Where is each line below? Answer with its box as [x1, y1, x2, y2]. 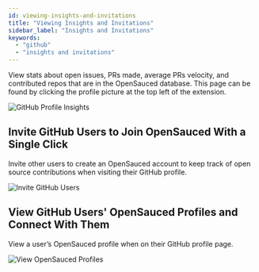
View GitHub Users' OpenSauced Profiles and [8, 205, 238, 219]
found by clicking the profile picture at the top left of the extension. [8, 87, 227, 96]
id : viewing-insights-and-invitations [8, 11, 136, 20]
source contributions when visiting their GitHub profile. [8, 167, 188, 177]
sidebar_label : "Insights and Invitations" [8, 26, 154, 34]
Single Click [8, 138, 69, 151]
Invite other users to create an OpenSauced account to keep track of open [8, 159, 251, 168]
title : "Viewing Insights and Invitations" [8, 19, 154, 27]
